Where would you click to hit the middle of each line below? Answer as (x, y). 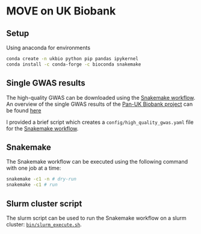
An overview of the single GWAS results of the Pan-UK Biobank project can (100, 104)
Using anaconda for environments (48, 48)
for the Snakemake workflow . (42, 128)
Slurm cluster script (44, 204)
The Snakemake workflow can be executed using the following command (97, 162)
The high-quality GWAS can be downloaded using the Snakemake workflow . (101, 97)
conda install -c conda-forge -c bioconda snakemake (74, 64)
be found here (24, 110)
